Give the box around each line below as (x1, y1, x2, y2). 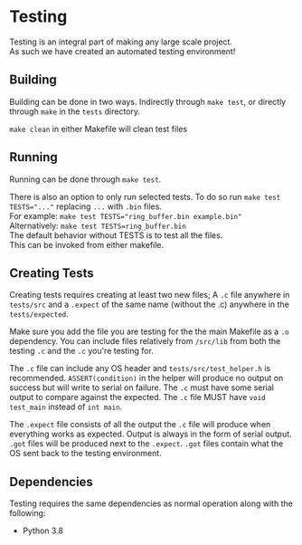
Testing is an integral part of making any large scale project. (9, 36, 233, 47)
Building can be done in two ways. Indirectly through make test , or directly (9, 96, 287, 107)
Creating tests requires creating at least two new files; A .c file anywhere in (9, 290, 290, 301)
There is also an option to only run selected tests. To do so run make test (9, 191, 281, 202)
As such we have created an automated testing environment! (9, 45, 236, 56)
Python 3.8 (22, 525, 63, 536)
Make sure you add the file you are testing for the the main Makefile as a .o (9, 326, 289, 337)
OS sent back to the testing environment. (9, 448, 163, 459)
